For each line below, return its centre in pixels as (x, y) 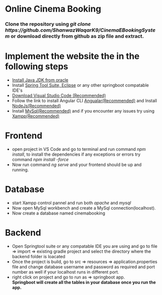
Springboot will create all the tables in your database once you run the (84, 282)
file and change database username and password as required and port (83, 267)
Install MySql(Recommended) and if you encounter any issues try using (83, 111)
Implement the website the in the (72, 56)
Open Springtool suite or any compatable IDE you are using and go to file (85, 246)
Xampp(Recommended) (36, 116)
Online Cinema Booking (53, 9)
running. (20, 170)
